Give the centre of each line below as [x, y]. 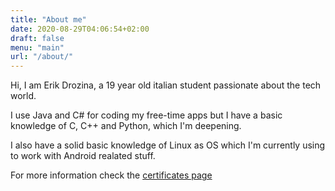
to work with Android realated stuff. [83, 156]
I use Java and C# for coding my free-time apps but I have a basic [146, 115]
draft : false [37, 38]
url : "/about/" [42, 57]
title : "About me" [48, 19]
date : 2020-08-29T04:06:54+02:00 [80, 29]
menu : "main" [37, 47]
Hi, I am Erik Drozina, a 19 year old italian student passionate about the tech [166, 85]
